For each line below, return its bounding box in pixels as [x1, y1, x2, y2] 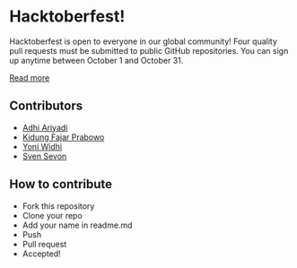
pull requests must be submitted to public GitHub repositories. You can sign [9, 45, 289, 56]
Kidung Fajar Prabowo [22, 132, 105, 143]
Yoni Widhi [22, 141, 63, 151]
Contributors [9, 99, 83, 114]
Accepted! [22, 248, 61, 259]
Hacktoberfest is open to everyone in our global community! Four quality [9, 36, 278, 47]
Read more [9, 72, 50, 82]
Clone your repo [22, 210, 83, 220]
